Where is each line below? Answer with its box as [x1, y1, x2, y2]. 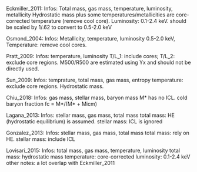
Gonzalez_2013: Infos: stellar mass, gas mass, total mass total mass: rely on [6, 129, 189, 136]
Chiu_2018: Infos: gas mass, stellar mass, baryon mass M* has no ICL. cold [6, 94, 188, 101]
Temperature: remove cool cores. [6, 41, 87, 48]
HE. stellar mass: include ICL [6, 136, 75, 143]
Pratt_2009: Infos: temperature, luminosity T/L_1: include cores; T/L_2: [6, 53, 175, 59]
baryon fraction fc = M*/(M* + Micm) [6, 100, 98, 107]
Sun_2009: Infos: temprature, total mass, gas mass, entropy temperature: [6, 76, 183, 83]
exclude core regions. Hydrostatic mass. [6, 83, 104, 90]
